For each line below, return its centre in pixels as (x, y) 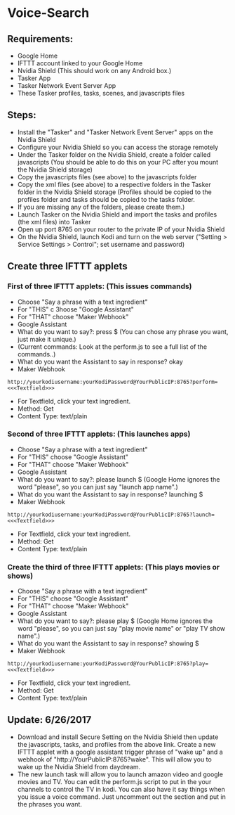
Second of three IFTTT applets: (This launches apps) (99, 434)
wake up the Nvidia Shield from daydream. (79, 766)
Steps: (22, 115)
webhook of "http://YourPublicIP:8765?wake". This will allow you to (114, 759)
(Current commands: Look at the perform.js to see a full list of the (112, 347)
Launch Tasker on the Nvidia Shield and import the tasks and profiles (117, 214)
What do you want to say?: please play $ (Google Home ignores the (115, 621)
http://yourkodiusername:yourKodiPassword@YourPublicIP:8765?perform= (113, 382)
